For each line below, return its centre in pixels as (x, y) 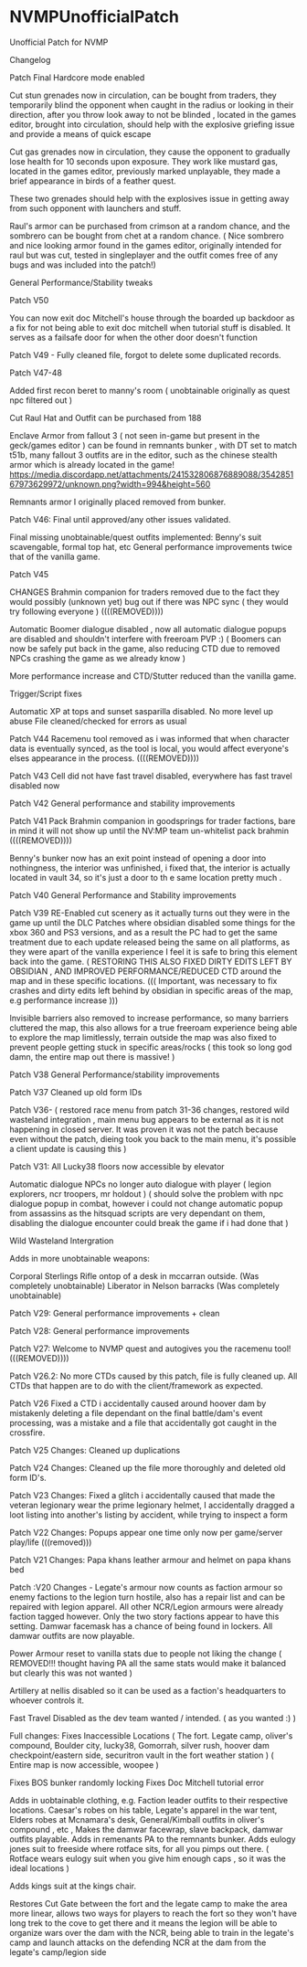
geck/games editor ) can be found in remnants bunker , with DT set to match (153, 445)
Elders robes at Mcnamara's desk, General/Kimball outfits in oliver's (137, 1819)
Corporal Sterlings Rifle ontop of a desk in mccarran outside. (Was (134, 1275)
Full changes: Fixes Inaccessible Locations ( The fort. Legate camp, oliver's (151, 1735)
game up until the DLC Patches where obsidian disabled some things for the (152, 922)
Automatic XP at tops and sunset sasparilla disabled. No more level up (142, 711)
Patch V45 (29, 574)
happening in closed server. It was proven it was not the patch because (144, 1129)
